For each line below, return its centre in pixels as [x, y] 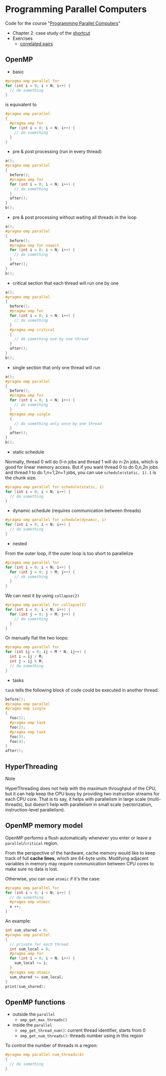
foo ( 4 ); [18, 741]
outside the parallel [34, 1015]
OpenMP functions [35, 1002]
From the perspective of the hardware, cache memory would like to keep [80, 853]
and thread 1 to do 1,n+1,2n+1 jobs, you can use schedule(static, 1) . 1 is [81, 472]
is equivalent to [21, 105]
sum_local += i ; [31, 963]
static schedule [28, 452]
